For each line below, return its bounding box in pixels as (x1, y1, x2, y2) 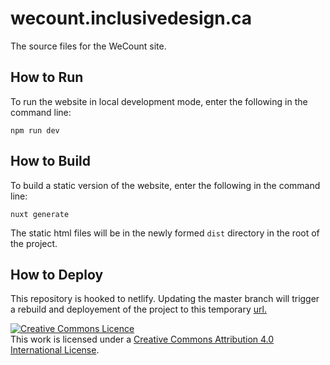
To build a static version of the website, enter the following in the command (10, 179, 321, 191)
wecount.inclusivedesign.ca (10, 7, 253, 30)
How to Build (10, 153, 92, 170)
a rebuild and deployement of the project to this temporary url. (10, 303, 267, 316)
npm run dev (10, 125, 60, 136)
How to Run (10, 69, 84, 86)
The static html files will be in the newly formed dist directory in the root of (10, 227, 320, 239)
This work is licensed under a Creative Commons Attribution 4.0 (10, 333, 275, 346)
